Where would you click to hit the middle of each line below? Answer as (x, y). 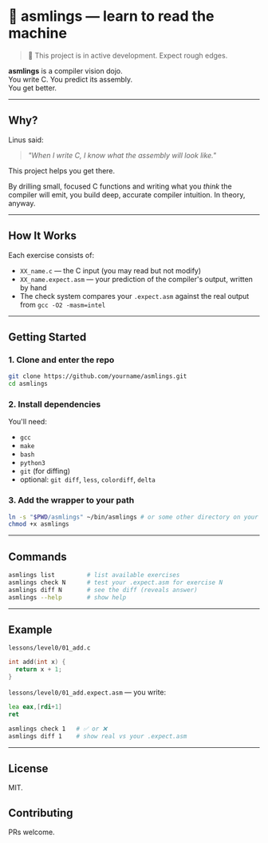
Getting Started (47, 337)
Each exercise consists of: (51, 255)
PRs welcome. (32, 832)
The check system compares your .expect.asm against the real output (134, 296)
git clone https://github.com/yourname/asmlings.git (98, 376)
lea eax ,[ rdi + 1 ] (35, 707)
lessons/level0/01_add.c (49, 648)
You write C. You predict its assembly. (71, 79)
